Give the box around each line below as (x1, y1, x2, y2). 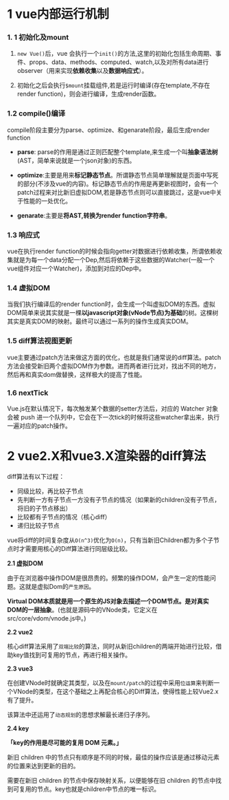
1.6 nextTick (7, 388, 49, 398)
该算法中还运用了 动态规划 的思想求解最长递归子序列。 (7, 710, 154, 719)
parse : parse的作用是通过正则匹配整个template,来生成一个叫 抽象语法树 (16, 147, 218, 155)
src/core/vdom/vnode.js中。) (7, 614, 87, 623)
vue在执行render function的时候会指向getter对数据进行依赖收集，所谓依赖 (7, 247, 217, 255)
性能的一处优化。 (23, 197, 72, 205)
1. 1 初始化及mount (7, 32, 69, 42)
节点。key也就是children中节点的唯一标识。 (36, 785, 160, 793)
